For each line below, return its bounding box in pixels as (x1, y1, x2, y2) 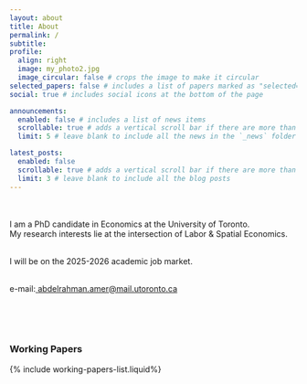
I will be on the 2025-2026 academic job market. (9, 255, 194, 266)
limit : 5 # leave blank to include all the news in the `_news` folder (17, 132, 297, 142)
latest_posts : (9, 148, 64, 158)
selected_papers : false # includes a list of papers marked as (9, 81, 256, 91)
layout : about (9, 13, 64, 23)
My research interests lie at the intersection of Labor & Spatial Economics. (9, 228, 288, 239)
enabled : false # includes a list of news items (17, 115, 206, 124)
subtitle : (9, 38, 48, 48)
